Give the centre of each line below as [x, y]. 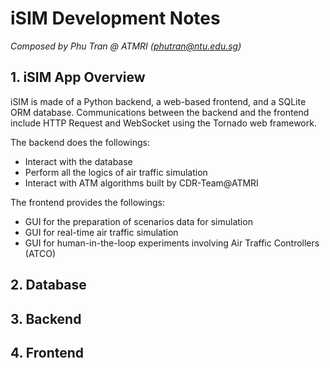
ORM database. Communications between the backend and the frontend [160, 112]
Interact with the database [78, 161]
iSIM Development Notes [115, 18]
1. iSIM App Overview [78, 77]
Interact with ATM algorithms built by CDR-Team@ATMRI [141, 183]
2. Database [48, 285]
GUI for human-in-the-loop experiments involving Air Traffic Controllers [172, 243]
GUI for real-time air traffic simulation [101, 232]
